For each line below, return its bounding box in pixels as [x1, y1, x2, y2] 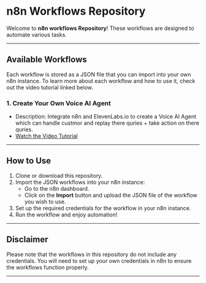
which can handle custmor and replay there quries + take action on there [15, 119, 199, 127]
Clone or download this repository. [15, 172, 103, 179]
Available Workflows [6, 54, 87, 65]
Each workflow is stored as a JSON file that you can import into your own [6, 70, 191, 78]
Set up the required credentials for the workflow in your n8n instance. [15, 204, 191, 211]
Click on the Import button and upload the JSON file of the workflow [24, 191, 197, 199]
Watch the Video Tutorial [15, 133, 78, 140]
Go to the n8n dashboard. [24, 185, 90, 192]
